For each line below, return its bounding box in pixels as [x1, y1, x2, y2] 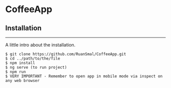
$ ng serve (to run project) [5, 65, 67, 70]
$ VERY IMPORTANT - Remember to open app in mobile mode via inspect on [5, 74, 163, 79]
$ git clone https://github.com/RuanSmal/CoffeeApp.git [5, 52, 126, 57]
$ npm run [5, 69, 26, 74]
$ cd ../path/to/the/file [5, 56, 60, 61]
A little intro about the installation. [5, 42, 76, 48]
